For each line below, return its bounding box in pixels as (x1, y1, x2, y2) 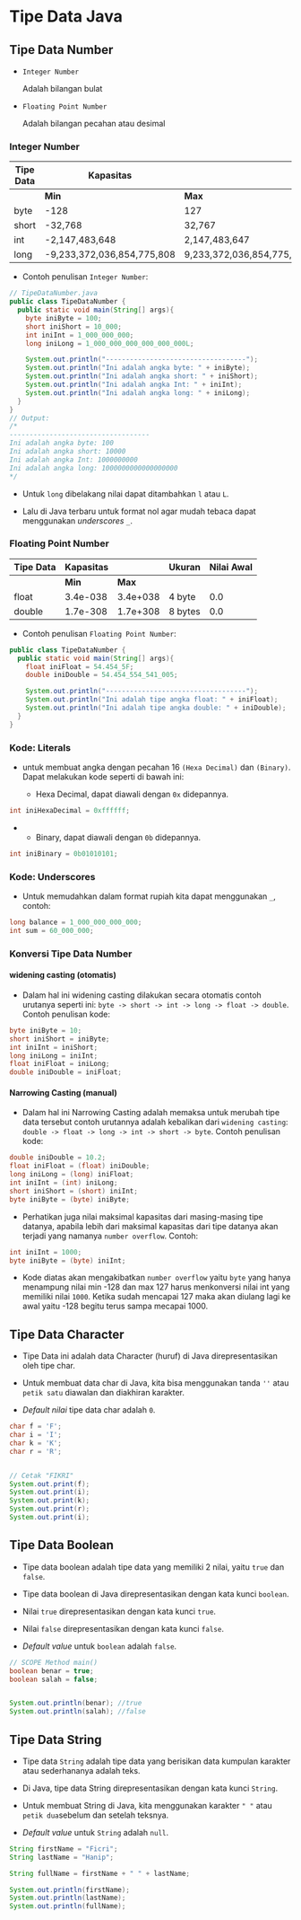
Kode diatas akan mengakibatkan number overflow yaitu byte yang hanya (21, 1273, 291, 1283)
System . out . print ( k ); (9, 1496, 90, 1505)
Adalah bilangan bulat (21, 84, 103, 93)
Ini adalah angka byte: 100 (9, 438, 115, 448)
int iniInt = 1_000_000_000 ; (25, 330, 134, 339)
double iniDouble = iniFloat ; (9, 1068, 123, 1077)
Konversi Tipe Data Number (9, 947, 133, 960)
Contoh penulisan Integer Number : (21, 271, 149, 282)
